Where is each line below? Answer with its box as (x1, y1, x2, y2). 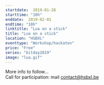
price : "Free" (5, 45, 36, 50)
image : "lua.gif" (5, 54, 43, 60)
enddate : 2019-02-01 (5, 17, 52, 22)
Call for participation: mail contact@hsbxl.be (5, 74, 99, 80)
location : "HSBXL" (5, 36, 45, 41)
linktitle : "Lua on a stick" (5, 26, 68, 32)
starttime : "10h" (5, 12, 43, 17)
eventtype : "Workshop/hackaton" (5, 41, 74, 46)
